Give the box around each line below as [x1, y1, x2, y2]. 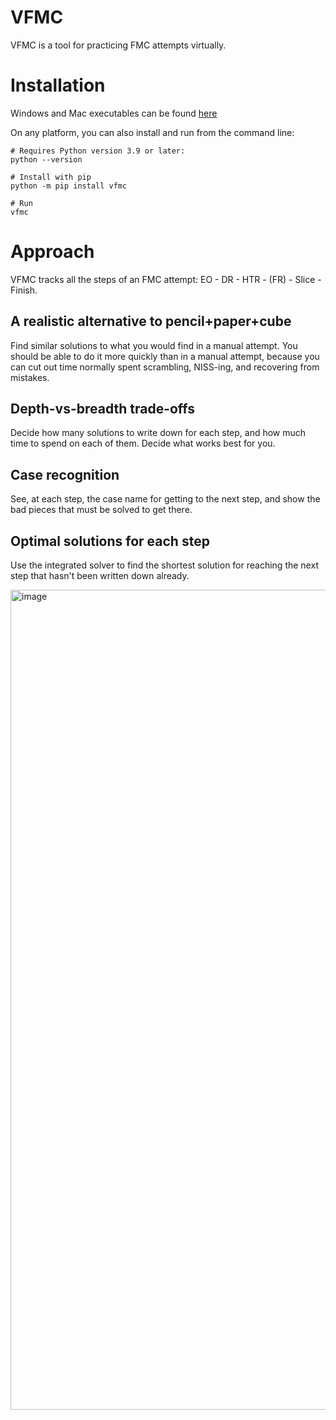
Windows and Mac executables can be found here [10, 107, 218, 119]
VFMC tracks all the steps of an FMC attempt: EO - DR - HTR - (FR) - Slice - [10, 273, 322, 285]
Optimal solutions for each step [10, 532, 210, 550]
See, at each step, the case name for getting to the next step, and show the [10, 493, 321, 505]
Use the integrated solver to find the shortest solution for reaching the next [10, 559, 319, 571]
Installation [10, 74, 106, 97]
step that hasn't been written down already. [10, 570, 190, 582]
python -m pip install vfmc [10, 181, 128, 191]
